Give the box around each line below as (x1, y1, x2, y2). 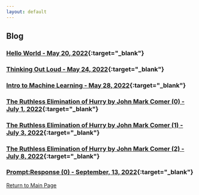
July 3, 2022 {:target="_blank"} (6, 128, 100, 137)
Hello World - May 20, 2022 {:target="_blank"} (6, 49, 144, 57)
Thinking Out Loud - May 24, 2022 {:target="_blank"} (6, 65, 165, 73)
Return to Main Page (6, 181, 57, 189)
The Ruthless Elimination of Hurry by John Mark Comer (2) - (6, 145, 185, 153)
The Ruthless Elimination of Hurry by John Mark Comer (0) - (6, 97, 185, 106)
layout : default (6, 8, 47, 15)
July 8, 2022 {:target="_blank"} (6, 152, 100, 160)
